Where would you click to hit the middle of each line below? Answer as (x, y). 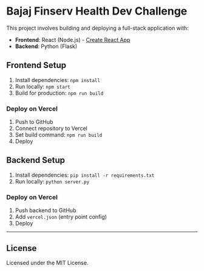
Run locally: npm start (43, 86)
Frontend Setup (36, 65)
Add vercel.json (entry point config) (61, 217)
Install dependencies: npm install (57, 80)
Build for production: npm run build (59, 93)
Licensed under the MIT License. (47, 262)
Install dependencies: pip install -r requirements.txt (85, 175)
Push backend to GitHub (46, 210)
